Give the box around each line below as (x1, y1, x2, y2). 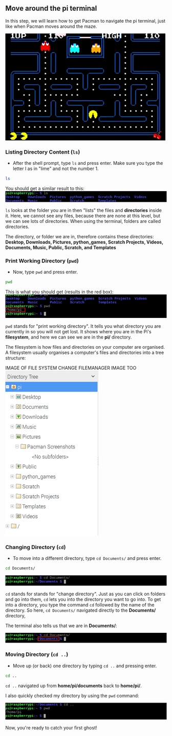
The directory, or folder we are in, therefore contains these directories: (5, 233, 154, 239)
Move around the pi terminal (5, 4, 97, 13)
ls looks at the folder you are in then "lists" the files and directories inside (5, 207, 162, 213)
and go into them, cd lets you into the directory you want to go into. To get (5, 596, 161, 602)
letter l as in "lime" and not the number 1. (12, 165, 99, 172)
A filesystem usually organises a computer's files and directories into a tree (5, 349, 164, 356)
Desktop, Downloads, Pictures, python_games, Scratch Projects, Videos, (5, 239, 164, 245)
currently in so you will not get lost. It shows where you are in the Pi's (5, 329, 152, 335)
